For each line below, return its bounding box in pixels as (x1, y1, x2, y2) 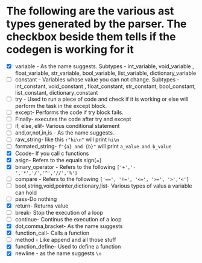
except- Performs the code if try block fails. (14, 109, 124, 116)
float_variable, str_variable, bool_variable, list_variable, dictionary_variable (14, 69, 197, 77)
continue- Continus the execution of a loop (14, 216, 122, 223)
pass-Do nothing (14, 195, 57, 203)
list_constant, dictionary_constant (14, 89, 98, 97)
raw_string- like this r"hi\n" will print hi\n (14, 136, 119, 143)
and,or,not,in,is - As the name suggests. (14, 129, 115, 136)
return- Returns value (14, 202, 69, 209)
